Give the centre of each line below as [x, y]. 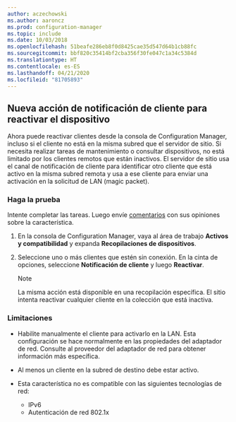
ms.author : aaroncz [36, 20]
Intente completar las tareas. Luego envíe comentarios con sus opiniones [114, 215]
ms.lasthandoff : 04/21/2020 [49, 73]
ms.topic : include [34, 34]
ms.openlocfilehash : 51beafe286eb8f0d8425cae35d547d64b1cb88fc [102, 47]
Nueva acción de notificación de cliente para [107, 108]
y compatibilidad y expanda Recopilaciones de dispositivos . [107, 244]
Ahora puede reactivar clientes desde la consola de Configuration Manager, [117, 136]
